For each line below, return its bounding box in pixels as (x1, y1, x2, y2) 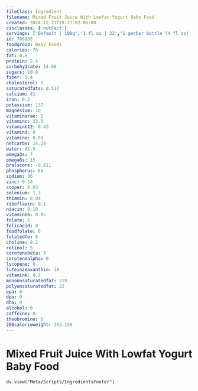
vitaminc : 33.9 (6, 119, 44, 125)
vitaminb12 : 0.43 (6, 124, 49, 130)
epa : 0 (6, 289, 22, 295)
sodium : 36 (6, 174, 33, 180)
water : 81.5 (6, 146, 35, 152)
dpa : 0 (6, 294, 22, 300)
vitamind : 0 (6, 129, 35, 136)
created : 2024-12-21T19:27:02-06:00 (6, 19, 96, 25)
